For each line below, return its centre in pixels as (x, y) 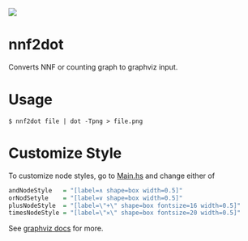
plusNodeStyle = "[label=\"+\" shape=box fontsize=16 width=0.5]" (125, 205)
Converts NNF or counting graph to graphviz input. (93, 67)
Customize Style (65, 153)
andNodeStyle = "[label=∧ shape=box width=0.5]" (96, 190)
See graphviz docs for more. (56, 228)
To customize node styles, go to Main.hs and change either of (112, 175)
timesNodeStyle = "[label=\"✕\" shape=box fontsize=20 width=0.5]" (125, 213)
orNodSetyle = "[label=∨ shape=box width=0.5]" (96, 198)
